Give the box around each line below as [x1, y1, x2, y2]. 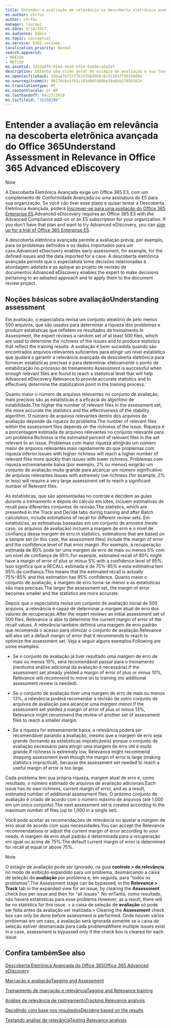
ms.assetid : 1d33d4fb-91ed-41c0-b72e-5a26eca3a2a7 [5, 64, 115, 69]
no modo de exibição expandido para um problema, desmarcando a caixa [5, 869, 160, 875]
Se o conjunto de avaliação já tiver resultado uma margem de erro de [12, 653, 158, 659]
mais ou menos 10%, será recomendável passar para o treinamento [12, 659, 154, 665]
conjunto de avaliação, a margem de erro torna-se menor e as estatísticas [5, 580, 160, 585]
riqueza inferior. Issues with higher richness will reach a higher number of [5, 451, 159, 456]
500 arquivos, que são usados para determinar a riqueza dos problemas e [5, 322, 161, 328]
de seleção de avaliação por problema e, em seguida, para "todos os [5, 875, 151, 880]
